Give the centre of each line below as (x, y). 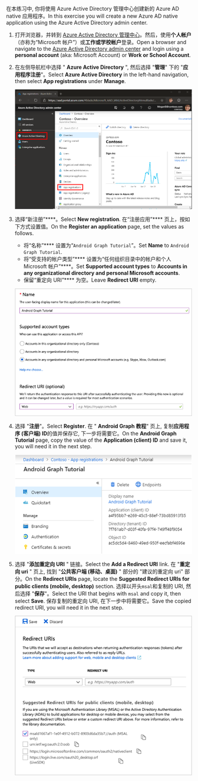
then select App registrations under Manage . (70, 81)
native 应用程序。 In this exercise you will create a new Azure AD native (92, 16)
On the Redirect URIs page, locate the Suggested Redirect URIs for (107, 579)
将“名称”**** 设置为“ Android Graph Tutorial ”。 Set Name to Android (106, 245)
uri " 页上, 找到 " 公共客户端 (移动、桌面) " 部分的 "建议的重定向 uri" (103, 572)
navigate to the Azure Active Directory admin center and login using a (99, 49)
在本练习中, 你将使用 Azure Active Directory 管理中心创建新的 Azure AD (93, 9)
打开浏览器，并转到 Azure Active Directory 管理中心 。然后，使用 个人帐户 (103, 35)
